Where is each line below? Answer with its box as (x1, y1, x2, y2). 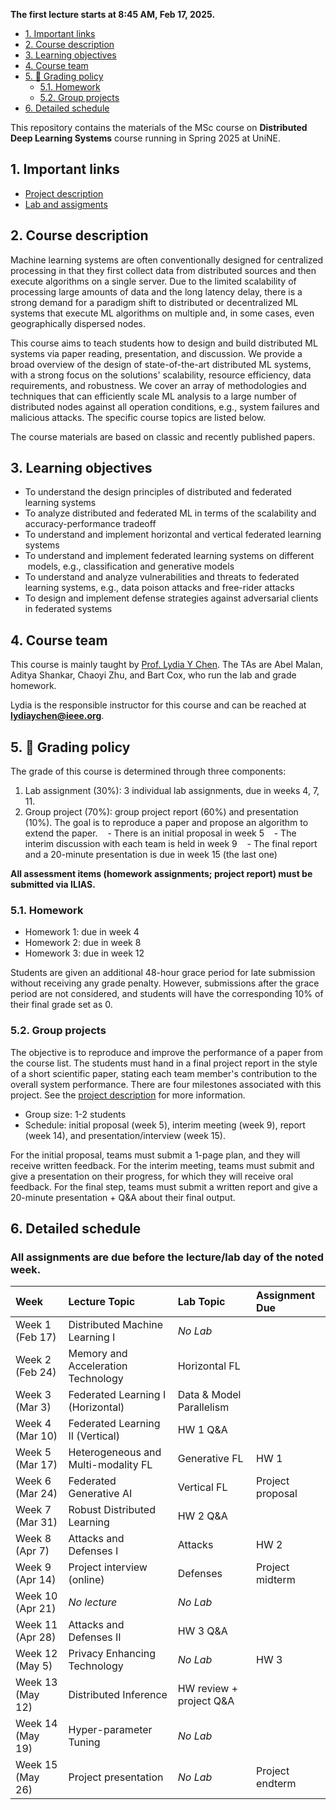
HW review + (177, 1682, 239, 1696)
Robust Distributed (68, 1503, 156, 1517)
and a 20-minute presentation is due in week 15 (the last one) (24, 849, 278, 861)
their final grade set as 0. (10, 999, 113, 1011)
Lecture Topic (68, 1295, 136, 1309)
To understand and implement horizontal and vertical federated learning (24, 529, 322, 541)
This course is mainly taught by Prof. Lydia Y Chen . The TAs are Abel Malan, (10, 659, 323, 671)
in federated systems (24, 603, 113, 615)
